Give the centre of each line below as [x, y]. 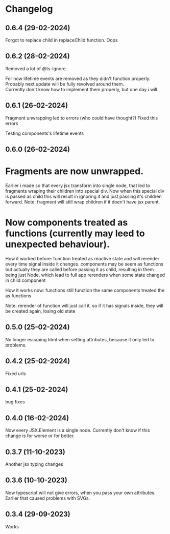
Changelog [29, 9]
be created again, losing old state [40, 311]
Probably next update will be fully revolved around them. [65, 84]
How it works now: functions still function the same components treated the [85, 290]
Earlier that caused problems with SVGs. [48, 498]
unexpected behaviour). [57, 244]
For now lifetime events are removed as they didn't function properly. [78, 78]
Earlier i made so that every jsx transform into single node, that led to [78, 186]
